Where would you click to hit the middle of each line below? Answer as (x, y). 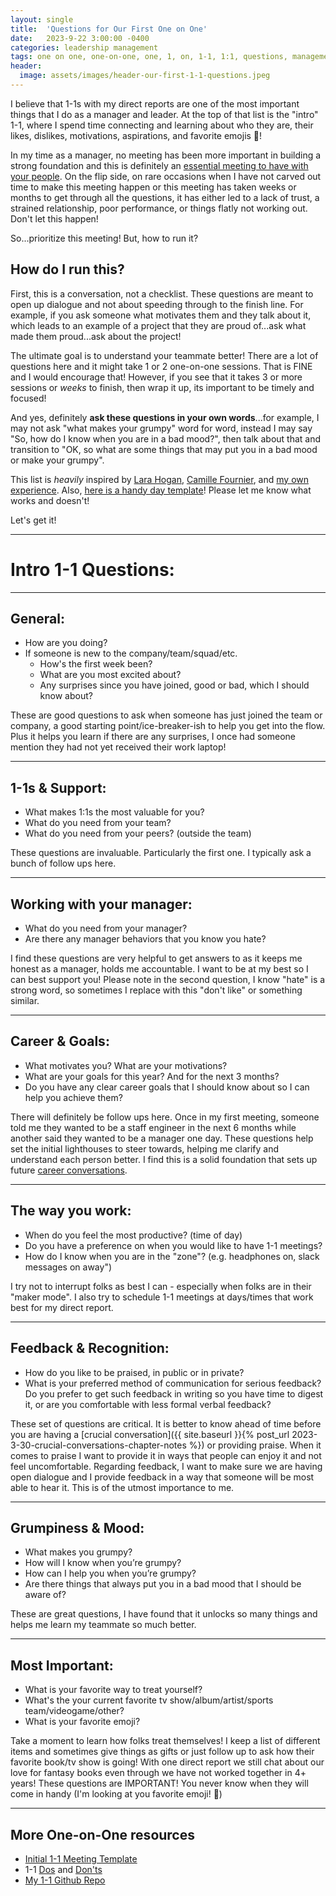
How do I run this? (67, 269)
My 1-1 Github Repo (65, 1880)
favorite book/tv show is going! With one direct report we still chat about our (167, 1762)
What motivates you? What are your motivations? (126, 1065)
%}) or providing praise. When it (255, 1445)
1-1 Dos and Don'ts (63, 1869)
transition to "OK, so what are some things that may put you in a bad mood (164, 449)
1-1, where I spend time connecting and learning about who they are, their (162, 125)
